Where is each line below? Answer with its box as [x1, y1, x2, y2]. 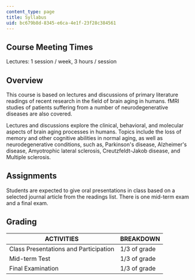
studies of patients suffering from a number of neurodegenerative [6, 104, 169, 111]
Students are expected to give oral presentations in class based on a [6, 187, 175, 194]
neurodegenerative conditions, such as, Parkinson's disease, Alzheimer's [6, 141, 187, 148]
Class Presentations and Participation [9, 245, 115, 253]
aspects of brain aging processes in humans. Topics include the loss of [6, 128, 182, 135]
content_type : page [6, 8, 55, 15]
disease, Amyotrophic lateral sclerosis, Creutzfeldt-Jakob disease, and [6, 147, 181, 154]
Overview [6, 75, 44, 86]
